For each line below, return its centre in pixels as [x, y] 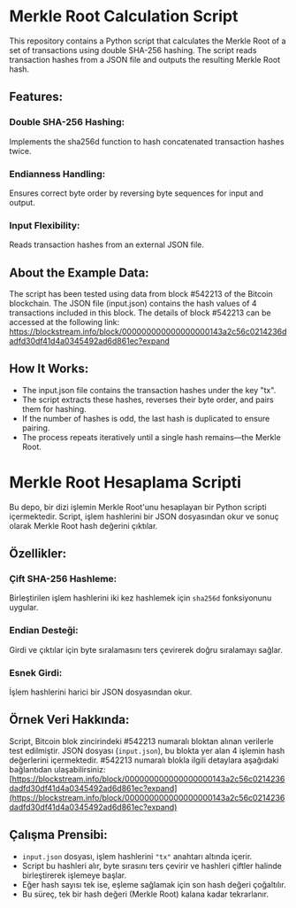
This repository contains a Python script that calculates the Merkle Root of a [148, 41]
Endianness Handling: [57, 174]
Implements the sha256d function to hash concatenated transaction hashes [147, 141]
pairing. [36, 428]
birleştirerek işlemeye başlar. [74, 875]
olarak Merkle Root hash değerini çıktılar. [83, 525]
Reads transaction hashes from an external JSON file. [107, 244]
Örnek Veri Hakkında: [69, 720]
